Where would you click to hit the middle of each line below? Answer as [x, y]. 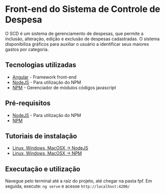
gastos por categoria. [27, 49]
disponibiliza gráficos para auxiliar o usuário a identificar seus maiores [77, 44]
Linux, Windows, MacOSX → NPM [47, 153]
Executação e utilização [43, 169]
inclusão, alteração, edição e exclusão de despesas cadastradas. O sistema [82, 39]
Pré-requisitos [28, 103]
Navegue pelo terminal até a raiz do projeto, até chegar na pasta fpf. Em [79, 181]
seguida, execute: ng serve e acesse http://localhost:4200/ [68, 186]
